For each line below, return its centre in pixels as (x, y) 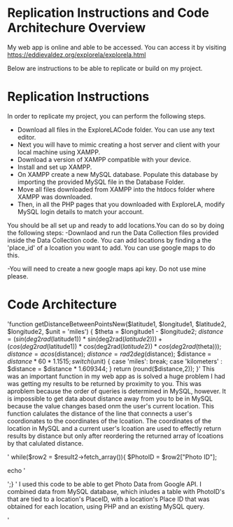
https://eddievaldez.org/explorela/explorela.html (77, 55)
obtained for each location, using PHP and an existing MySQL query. (106, 506)
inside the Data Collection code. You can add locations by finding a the (110, 240)
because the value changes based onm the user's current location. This (111, 406)
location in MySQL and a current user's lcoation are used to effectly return (114, 428)
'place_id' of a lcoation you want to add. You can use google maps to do (111, 248)
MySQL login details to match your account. (80, 211)
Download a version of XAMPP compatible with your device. (104, 159)
